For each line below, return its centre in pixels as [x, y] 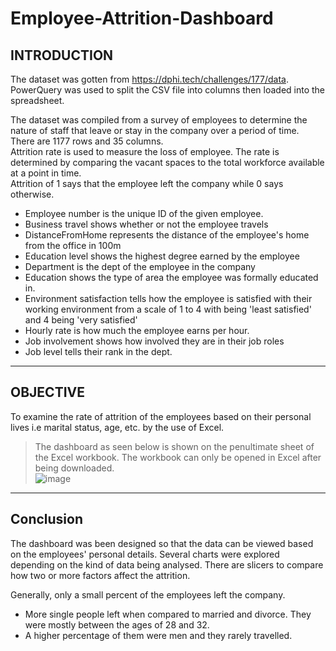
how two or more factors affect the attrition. [100, 575]
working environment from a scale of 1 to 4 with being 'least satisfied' [168, 309]
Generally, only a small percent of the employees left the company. [148, 594]
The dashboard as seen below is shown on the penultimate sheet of [174, 446]
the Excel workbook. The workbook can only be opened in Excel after [178, 457]
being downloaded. [74, 468]
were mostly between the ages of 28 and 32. [117, 624]
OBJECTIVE [47, 392]
